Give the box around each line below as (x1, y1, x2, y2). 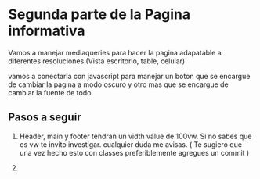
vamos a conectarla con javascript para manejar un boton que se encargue (8, 71, 251, 81)
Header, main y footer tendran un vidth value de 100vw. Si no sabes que (19, 131, 252, 141)
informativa (8, 22, 85, 40)
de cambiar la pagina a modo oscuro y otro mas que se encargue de (8, 80, 229, 89)
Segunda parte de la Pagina (8, 5, 190, 23)
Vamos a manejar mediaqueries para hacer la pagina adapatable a (8, 48, 222, 57)
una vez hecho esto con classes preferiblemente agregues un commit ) (19, 148, 250, 157)
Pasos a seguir (8, 111, 81, 124)
